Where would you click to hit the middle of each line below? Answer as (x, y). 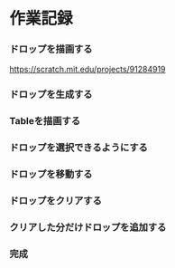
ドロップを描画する (51, 49)
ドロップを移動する (51, 175)
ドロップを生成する (51, 94)
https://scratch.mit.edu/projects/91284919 (87, 70)
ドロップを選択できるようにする (79, 148)
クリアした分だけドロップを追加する (88, 227)
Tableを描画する (45, 121)
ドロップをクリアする (55, 201)
